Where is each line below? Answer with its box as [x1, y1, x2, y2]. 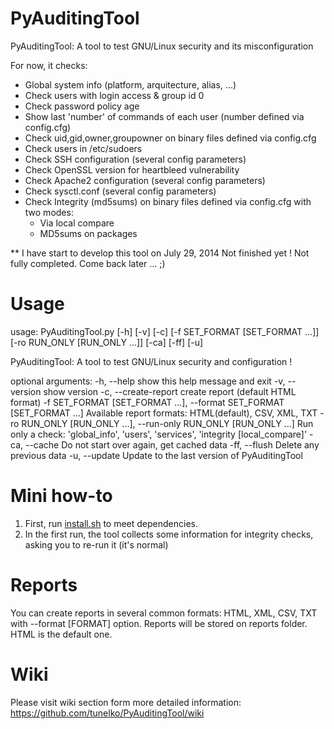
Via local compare [39, 217, 115, 229]
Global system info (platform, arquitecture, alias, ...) [24, 78, 237, 91]
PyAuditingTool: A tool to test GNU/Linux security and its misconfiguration [10, 40, 314, 52]
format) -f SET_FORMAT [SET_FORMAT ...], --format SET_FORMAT [10, 396, 285, 408]
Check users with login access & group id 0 [24, 89, 205, 101]
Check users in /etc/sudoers [24, 142, 143, 154]
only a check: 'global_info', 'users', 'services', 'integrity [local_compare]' [10, 428, 308, 440]
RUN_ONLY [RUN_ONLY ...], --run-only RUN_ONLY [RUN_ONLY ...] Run [21, 417, 314, 429]
